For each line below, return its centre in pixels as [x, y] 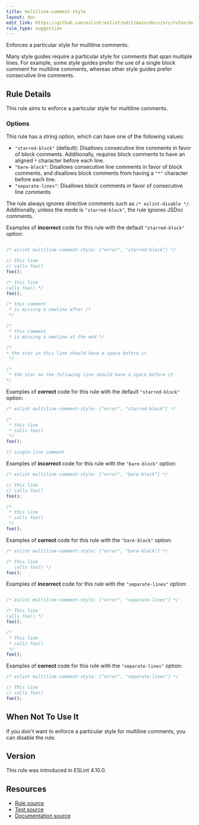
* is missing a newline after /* [50, 310]
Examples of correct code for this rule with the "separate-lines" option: [94, 666]
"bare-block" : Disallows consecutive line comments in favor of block [98, 167]
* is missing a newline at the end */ [57, 337]
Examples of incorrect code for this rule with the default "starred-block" [95, 228]
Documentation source [43, 816]
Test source [29, 810]
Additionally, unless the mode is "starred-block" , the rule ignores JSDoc [95, 210]
